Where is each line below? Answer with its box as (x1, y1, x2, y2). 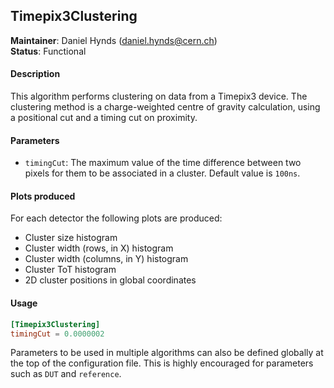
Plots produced (10, 190, 76, 202)
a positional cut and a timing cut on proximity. (10, 112, 198, 124)
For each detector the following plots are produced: (10, 212, 223, 224)
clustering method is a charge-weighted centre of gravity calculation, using (10, 101, 321, 113)
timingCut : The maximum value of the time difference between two (24, 157, 302, 169)
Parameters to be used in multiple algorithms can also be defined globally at (10, 347, 324, 359)
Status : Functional (10, 45, 87, 57)
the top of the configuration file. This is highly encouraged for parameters (10, 357, 314, 369)
